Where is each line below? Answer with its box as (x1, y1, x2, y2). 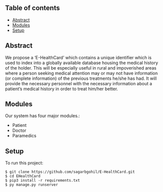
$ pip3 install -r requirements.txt (5, 178, 80, 183)
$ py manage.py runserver (5, 182, 58, 188)
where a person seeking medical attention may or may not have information (5, 70, 158, 76)
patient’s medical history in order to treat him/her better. (5, 86, 118, 92)
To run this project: (5, 160, 43, 166)
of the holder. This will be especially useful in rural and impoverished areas (5, 65, 157, 71)
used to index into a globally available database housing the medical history (5, 60, 159, 66)
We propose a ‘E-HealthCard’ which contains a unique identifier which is (5, 54, 152, 60)
